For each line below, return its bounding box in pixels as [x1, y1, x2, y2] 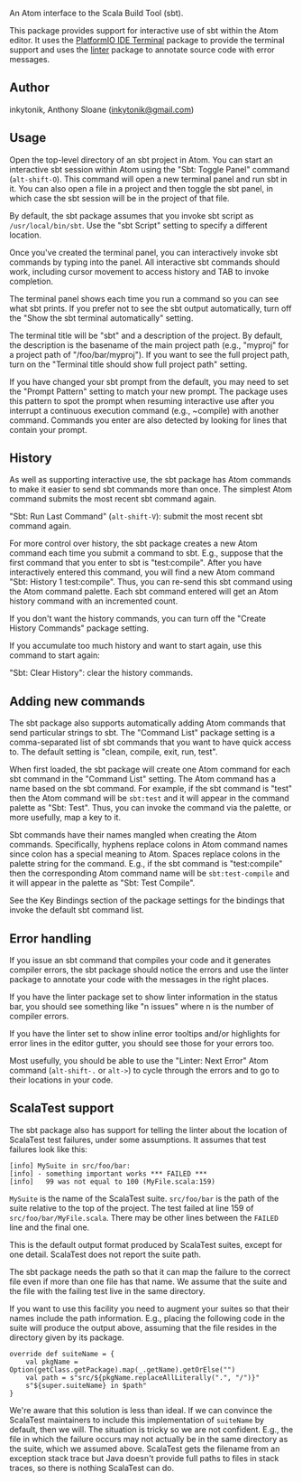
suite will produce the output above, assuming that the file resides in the [9, 1322, 278, 1333]
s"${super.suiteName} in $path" [25, 1381, 147, 1390]
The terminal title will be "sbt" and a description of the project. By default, [9, 330, 283, 341]
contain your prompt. [9, 424, 87, 435]
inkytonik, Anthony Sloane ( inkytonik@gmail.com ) [9, 104, 195, 115]
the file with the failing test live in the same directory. [9, 1285, 206, 1296]
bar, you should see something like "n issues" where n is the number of [9, 1001, 274, 1012]
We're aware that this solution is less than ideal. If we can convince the [9, 1404, 273, 1415]
